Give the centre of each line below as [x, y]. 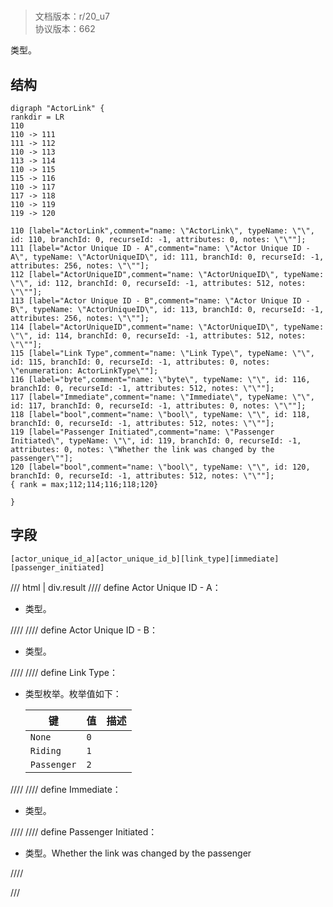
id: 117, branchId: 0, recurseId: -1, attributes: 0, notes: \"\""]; [158, 406]
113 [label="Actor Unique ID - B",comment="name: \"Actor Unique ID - [160, 301]
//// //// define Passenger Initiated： [84, 831]
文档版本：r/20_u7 [72, 16]
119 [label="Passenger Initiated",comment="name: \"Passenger [142, 432]
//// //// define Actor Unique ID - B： [84, 630]
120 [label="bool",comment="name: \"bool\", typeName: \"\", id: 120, [160, 467]
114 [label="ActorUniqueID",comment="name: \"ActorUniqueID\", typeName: [167, 327]
